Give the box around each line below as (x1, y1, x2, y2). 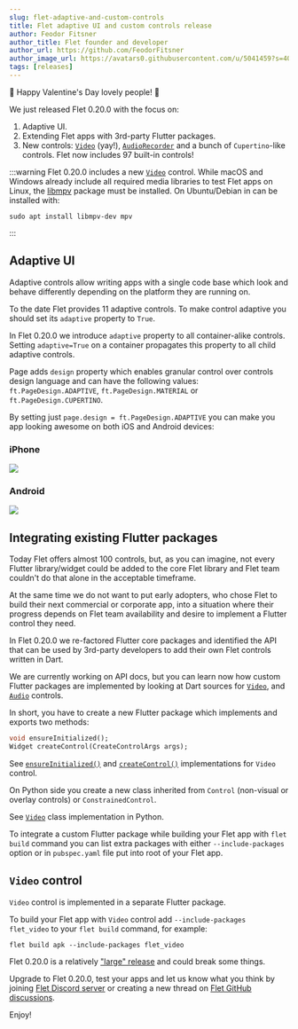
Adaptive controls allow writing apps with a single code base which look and (9, 277, 288, 287)
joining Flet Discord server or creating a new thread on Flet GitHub (9, 982, 252, 994)
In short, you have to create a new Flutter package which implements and (9, 707, 278, 719)
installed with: (9, 194, 60, 205)
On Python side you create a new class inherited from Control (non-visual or (9, 784, 289, 795)
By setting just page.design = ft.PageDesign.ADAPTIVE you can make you (9, 412, 276, 422)
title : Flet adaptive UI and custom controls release (9, 21, 213, 30)
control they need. (9, 618, 76, 629)
